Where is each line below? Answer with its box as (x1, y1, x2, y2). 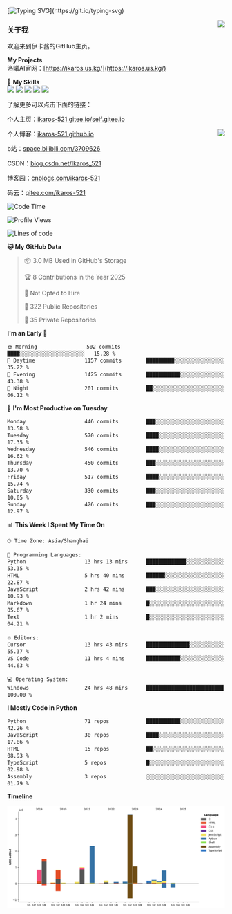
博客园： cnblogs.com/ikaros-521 (7, 174, 101, 183)
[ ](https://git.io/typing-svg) (7, 7, 124, 15)
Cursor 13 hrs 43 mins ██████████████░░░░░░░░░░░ (7, 641, 224, 648)
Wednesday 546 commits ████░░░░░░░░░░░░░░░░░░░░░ (7, 446, 224, 453)
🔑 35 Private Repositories (23, 316, 97, 325)
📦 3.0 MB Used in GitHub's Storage (23, 257, 127, 265)
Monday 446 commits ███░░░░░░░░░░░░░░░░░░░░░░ (7, 419, 224, 426)
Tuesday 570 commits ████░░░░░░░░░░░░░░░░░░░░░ (7, 432, 224, 439)
